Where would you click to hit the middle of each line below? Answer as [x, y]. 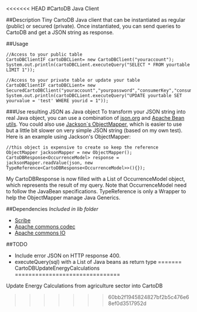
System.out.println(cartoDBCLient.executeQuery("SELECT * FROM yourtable [98, 65]
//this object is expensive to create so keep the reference [82, 147]
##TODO [17, 244]
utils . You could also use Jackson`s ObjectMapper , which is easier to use [94, 124]
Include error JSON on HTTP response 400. [68, 256]
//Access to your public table [44, 55]
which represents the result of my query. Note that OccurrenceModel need [96, 185]
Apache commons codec [45, 227]
